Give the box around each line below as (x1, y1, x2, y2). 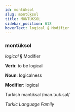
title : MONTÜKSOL (5, 16, 41, 21)
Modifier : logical (5, 82, 39, 88)
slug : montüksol (5, 12, 38, 17)
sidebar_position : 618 (5, 21, 52, 26)
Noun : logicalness (5, 72, 42, 78)
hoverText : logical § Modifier (5, 26, 70, 31)
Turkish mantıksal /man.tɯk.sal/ (5, 92, 70, 98)
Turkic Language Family (5, 101, 54, 107)
